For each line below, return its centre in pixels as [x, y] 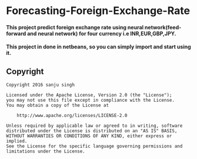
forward [16, 33]
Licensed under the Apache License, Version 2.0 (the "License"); [89, 95]
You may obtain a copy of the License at [58, 106]
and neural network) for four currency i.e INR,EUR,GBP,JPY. [102, 33]
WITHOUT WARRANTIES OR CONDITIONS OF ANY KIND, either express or [89, 136]
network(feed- [163, 27]
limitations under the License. [46, 151]
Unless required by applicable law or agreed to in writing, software [94, 126]
